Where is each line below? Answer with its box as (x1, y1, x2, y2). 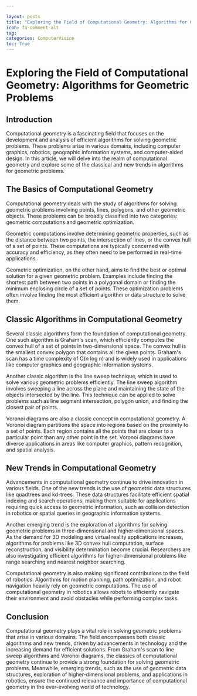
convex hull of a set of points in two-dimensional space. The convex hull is (6, 342, 186, 349)
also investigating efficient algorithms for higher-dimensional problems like (6, 552, 186, 559)
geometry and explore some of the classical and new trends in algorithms (6, 161, 184, 168)
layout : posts (6, 13, 41, 19)
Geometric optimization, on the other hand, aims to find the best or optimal (6, 266, 186, 273)
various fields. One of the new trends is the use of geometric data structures (6, 485, 191, 492)
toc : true (6, 41, 30, 47)
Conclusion (6, 612, 49, 622)
